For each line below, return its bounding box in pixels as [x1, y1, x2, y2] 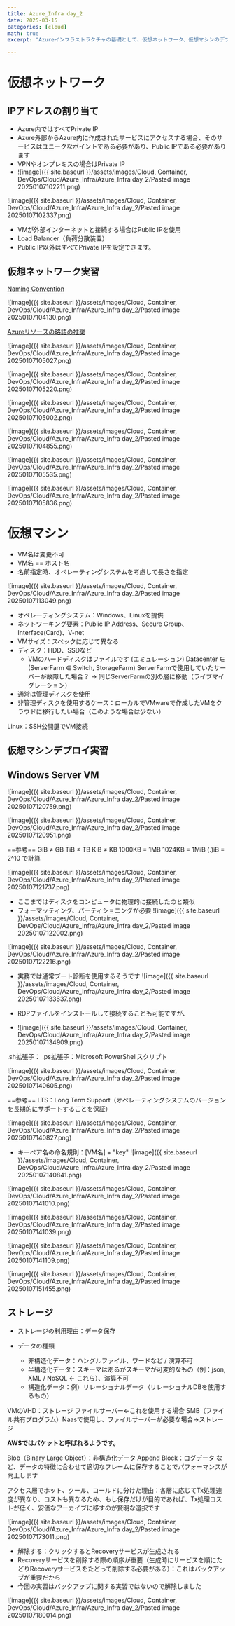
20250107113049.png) [7, 596, 72, 605]
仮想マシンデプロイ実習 [7, 744, 108, 757]
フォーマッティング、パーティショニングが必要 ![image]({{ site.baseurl [17, 906, 220, 915]
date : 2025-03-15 [7, 17, 58, 24]
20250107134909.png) [17, 1038, 83, 1046]
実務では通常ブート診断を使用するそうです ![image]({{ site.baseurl [17, 972, 208, 981]
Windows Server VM [7, 769, 99, 781]
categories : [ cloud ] [7, 23, 68, 30]
